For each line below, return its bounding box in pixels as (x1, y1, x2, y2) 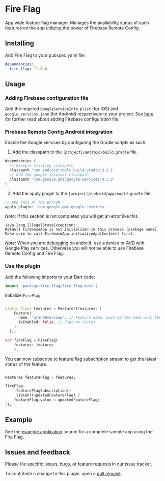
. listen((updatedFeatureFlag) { (14, 393, 80, 398)
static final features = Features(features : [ (5, 306, 102, 311)
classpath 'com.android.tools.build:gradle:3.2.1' (9, 168, 115, 173)
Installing (5, 39, 34, 48)
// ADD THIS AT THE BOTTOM (5, 200, 60, 205)
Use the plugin (5, 263, 41, 270)
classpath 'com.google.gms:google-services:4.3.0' (9, 177, 115, 182)
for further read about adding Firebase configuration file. (5, 116, 120, 122)
